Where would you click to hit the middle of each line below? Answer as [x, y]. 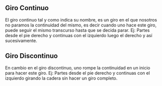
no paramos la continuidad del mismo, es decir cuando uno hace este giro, [81, 25]
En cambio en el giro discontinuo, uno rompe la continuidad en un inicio [78, 67]
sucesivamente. [21, 41]
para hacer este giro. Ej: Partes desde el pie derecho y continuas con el [78, 73]
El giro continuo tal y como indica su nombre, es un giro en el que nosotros [81, 20]
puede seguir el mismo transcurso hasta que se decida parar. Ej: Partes [78, 30]
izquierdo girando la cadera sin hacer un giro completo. [61, 78]
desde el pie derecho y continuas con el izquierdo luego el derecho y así [79, 35]
